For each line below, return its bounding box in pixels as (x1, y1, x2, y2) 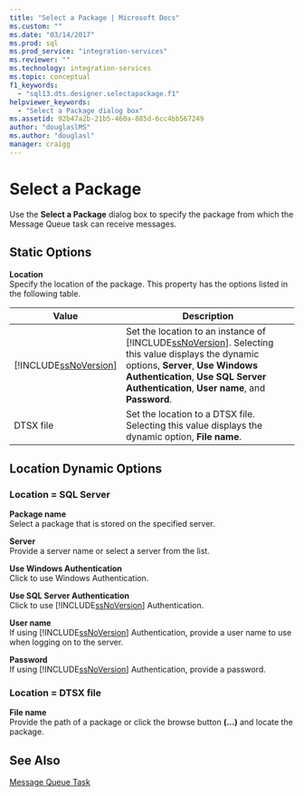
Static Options (9, 245, 92, 260)
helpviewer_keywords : (9, 97, 91, 107)
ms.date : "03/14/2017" (9, 30, 95, 39)
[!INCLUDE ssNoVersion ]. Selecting (125, 336, 274, 349)
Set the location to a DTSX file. (125, 407, 255, 420)
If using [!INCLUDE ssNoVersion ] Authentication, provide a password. (9, 664, 267, 675)
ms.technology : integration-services (9, 64, 152, 73)
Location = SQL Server (9, 488, 110, 500)
